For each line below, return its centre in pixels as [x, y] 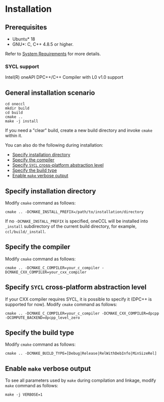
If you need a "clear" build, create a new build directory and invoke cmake [79, 130]
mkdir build [17, 108]
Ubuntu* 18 [24, 39]
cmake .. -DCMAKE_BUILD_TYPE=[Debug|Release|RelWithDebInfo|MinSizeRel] [81, 354]
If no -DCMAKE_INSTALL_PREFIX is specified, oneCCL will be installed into [77, 221]
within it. [14, 136]
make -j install [22, 122]
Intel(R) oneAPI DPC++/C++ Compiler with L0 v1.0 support [64, 77]
